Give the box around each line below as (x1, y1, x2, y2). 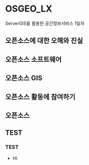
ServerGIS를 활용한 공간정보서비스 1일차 (5, 20, 84, 26)
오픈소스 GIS (5, 74, 43, 82)
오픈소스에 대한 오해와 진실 (5, 36, 83, 45)
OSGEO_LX (5, 3, 53, 15)
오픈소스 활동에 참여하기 (5, 93, 75, 101)
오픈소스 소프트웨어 (5, 55, 62, 63)
